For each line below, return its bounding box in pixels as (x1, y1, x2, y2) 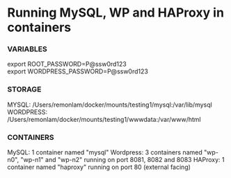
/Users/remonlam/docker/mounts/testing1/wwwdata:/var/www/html (7, 115, 201, 123)
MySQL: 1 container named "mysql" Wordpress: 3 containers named (7, 148, 203, 157)
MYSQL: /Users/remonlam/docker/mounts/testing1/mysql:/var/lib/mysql (7, 100, 212, 109)
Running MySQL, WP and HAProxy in (7, 5, 225, 21)
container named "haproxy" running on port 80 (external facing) (7, 163, 191, 171)
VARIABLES (7, 44, 47, 54)
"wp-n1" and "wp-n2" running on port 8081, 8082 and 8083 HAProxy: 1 (20, 156, 225, 164)
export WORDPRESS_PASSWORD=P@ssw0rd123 (7, 67, 148, 75)
